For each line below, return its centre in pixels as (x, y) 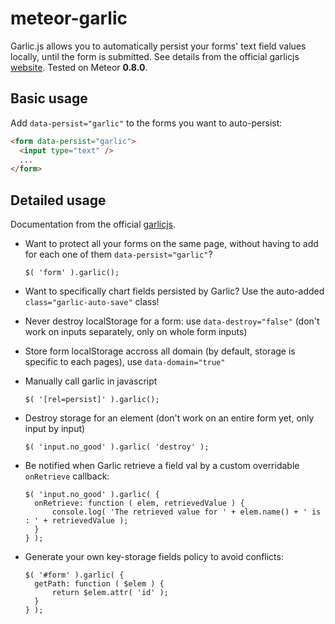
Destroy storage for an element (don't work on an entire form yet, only (169, 418)
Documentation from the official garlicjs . (93, 224)
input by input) (55, 429)
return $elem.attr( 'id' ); (110, 593)
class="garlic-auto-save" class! (92, 302)
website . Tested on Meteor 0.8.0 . (79, 67)
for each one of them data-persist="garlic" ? (118, 254)
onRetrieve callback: (67, 476)
